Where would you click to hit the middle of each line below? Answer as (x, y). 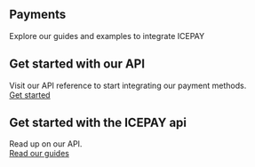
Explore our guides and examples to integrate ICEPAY (107, 36)
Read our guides (39, 154)
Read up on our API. (46, 144)
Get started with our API (77, 64)
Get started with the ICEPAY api (98, 123)
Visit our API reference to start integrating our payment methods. (128, 85)
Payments (38, 15)
